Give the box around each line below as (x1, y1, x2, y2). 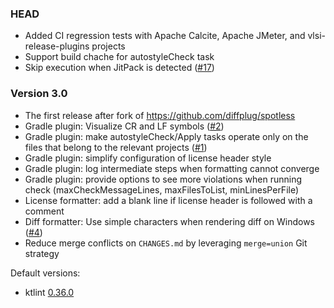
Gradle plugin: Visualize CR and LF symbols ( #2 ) (24, 120, 225, 132)
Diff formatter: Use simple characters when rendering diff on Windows (24, 215, 315, 227)
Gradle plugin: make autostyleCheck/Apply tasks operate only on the (24, 130, 309, 142)
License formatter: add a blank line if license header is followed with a (24, 194, 313, 206)
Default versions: (10, 267, 81, 279)
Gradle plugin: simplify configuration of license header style (24, 152, 272, 164)
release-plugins (24, 40, 90, 52)
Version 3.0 (10, 87, 68, 101)
